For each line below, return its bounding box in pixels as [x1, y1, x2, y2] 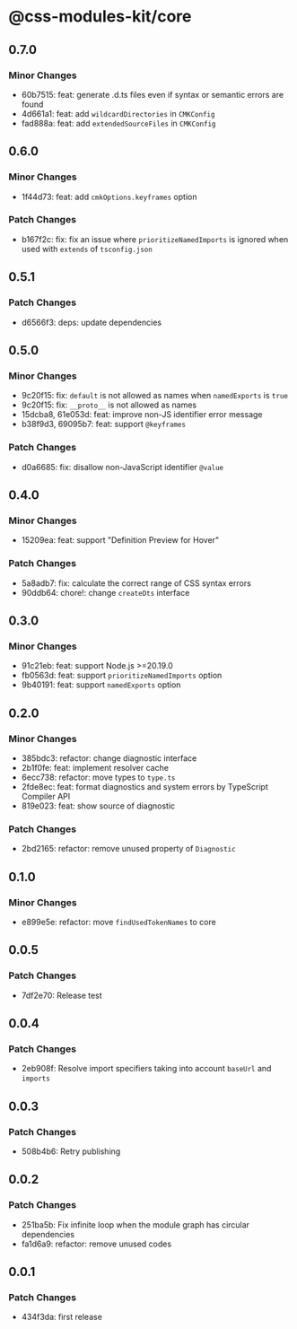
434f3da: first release [21, 1312, 102, 1323]
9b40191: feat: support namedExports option [21, 679, 181, 690]
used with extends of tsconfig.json [21, 243, 153, 254]
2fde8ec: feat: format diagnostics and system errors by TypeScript [21, 781, 268, 791]
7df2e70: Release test [21, 990, 102, 1001]
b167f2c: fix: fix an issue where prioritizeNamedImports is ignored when [21, 233, 289, 244]
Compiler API [21, 791, 71, 801]
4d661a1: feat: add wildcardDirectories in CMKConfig [21, 108, 215, 118]
